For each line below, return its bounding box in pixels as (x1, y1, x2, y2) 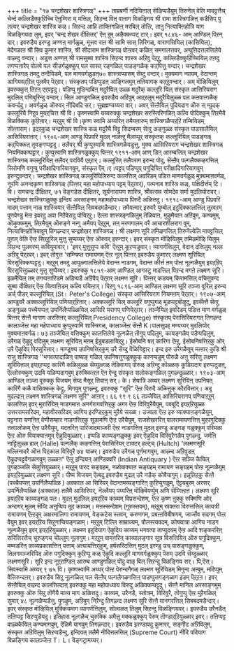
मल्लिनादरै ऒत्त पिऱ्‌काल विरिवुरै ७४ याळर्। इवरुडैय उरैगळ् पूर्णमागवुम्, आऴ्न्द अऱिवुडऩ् (7, 448, 195, 455)
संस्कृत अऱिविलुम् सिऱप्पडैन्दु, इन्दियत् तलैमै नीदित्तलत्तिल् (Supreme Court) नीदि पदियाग (7, 628, 206, 636)
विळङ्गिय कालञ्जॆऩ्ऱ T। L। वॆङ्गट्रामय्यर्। (7, 636, 103, 644)
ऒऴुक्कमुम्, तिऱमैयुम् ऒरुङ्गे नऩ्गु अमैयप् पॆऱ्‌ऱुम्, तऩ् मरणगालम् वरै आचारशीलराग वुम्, (7, 219, 192, 227)
